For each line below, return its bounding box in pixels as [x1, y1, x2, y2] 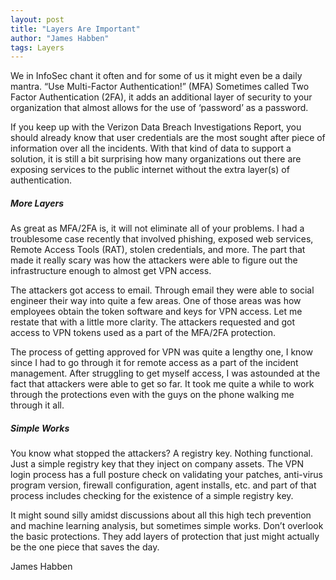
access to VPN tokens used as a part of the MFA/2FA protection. [10, 327, 276, 339]
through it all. [10, 399, 65, 411]
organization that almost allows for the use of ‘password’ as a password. [10, 102, 309, 114]
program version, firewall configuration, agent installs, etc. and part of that [10, 479, 317, 491]
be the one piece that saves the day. [10, 541, 160, 553]
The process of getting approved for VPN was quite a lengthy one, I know [10, 346, 313, 358]
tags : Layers [10, 42, 65, 53]
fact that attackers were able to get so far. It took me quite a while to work [10, 378, 315, 390]
